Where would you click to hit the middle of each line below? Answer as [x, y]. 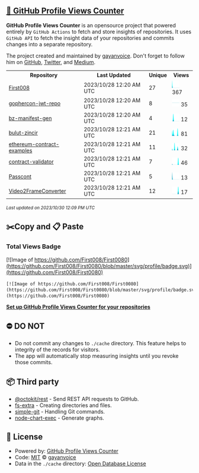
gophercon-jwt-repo [35, 103]
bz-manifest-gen [30, 118]
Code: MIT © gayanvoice [45, 457]
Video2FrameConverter [37, 191]
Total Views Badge [33, 247]
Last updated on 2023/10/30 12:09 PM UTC [51, 208]
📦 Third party [33, 382]
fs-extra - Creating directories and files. [63, 405]
